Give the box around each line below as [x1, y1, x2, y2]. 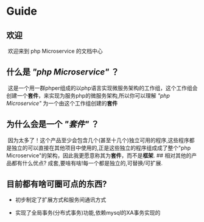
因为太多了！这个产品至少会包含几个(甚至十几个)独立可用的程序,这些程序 [7, 136, 190, 144]
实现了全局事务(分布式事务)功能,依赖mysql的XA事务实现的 [15, 209, 161, 217]
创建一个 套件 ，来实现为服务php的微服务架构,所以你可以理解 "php [6, 91, 171, 99]
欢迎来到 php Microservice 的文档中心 [7, 48, 104, 54]
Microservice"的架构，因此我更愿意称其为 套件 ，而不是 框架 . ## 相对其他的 [6, 151, 192, 159]
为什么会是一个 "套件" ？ [6, 119, 99, 129]
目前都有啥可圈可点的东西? [6, 179, 107, 190]
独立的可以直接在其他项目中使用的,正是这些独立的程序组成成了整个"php [11, 144, 191, 151]
